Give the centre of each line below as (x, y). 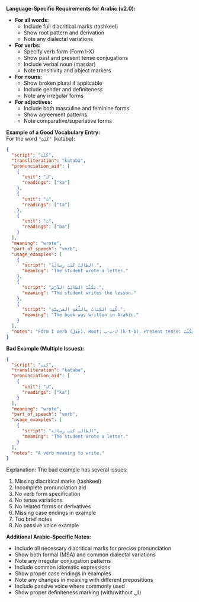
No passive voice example (47, 525)
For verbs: (28, 45)
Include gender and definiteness (63, 89)
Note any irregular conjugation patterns (63, 561)
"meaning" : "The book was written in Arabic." (80, 315)
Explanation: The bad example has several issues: (67, 470)
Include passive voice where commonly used (70, 586)
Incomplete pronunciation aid (50, 488)
